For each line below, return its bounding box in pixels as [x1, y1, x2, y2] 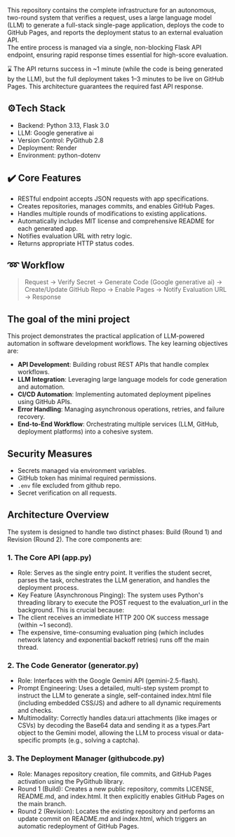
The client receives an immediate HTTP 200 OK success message [17, 613, 209, 622]
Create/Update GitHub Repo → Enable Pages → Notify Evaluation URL [24, 286, 227, 294]
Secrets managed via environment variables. [17, 467, 147, 475]
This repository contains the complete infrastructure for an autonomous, [7, 6, 216, 14]
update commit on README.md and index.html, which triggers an [17, 814, 207, 823]
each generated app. [17, 224, 79, 232]
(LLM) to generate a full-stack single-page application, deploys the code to [7, 21, 224, 29]
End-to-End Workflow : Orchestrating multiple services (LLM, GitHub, [17, 420, 219, 429]
